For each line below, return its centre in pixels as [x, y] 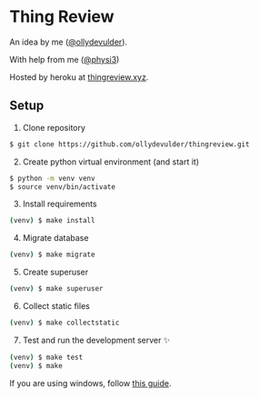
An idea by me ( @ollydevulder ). [69, 42]
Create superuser [55, 272]
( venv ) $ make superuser [56, 289]
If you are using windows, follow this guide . [90, 383]
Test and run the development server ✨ [96, 340]
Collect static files [56, 306]
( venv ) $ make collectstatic [65, 323]
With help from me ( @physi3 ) [65, 59]
